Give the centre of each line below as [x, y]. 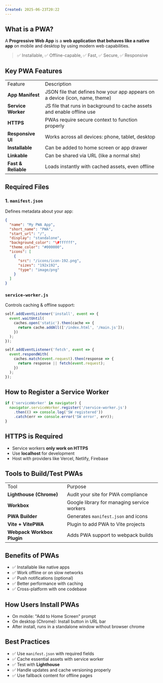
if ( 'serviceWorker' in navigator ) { [43, 403]
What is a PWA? [29, 29]
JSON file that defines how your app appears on [100, 92]
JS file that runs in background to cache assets [98, 106]
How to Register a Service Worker [57, 392]
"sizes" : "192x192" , [39, 265]
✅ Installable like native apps [41, 567]
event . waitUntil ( [27, 318]
